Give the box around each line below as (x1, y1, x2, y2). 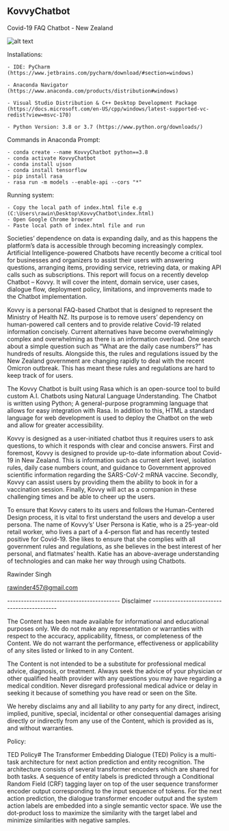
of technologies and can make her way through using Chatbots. (7, 557, 187, 565)
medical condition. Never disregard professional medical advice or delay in (7, 682, 218, 690)
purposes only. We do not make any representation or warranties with (7, 624, 204, 633)
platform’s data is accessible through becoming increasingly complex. (7, 241, 204, 250)
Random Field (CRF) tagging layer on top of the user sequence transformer (7, 780, 219, 788)
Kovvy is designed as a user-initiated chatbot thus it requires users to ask (7, 434, 214, 442)
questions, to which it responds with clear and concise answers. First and (7, 442, 214, 450)
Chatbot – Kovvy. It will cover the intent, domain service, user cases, (7, 278, 200, 286)
